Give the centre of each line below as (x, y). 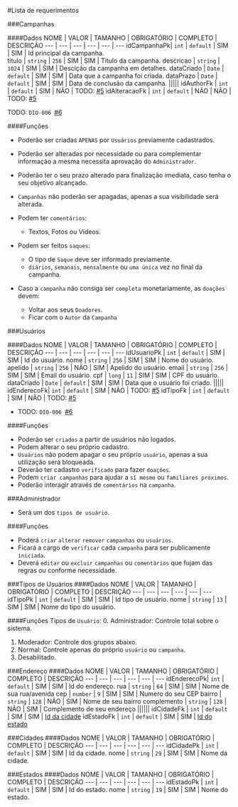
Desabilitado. (37, 657)
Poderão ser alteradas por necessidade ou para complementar (109, 154)
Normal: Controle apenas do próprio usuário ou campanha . (102, 649)
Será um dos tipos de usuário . (64, 512)
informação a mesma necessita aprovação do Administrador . (107, 161)
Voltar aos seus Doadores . (65, 310)
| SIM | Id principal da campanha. (56, 53)
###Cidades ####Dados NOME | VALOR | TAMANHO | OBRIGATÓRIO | (111, 738)
